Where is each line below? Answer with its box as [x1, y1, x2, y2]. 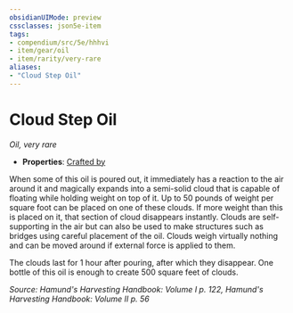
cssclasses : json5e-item [9, 21, 102, 30]
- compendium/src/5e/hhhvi [9, 37, 110, 47]
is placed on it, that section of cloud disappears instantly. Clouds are [9, 211, 261, 222]
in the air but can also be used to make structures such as [51, 220, 265, 232]
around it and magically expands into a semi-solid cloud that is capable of [9, 183, 281, 194]
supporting [9, 220, 50, 232]
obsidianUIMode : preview [9, 12, 102, 22]
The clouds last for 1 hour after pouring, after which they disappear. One [9, 257, 274, 268]
